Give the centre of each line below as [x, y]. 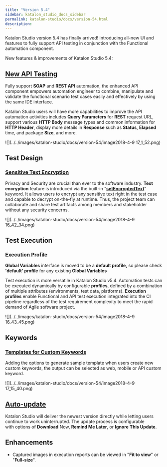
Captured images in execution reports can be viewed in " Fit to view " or [85, 455]
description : [19, 24]
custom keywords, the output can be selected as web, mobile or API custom [83, 368]
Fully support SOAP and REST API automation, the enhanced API [72, 86]
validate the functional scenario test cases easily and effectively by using [80, 97]
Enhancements [29, 443]
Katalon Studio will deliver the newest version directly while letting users [79, 416]
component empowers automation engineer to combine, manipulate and [79, 91]
